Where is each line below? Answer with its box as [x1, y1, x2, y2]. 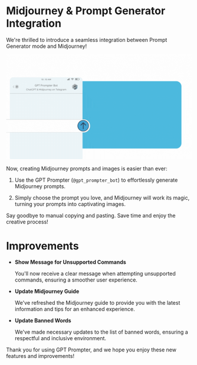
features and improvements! [6, 353, 75, 360]
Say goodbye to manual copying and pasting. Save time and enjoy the [6, 212, 176, 219]
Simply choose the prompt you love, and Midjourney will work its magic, [14, 194, 190, 202]
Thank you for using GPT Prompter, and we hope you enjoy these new [6, 346, 177, 353]
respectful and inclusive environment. [14, 335, 107, 342]
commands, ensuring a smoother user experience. [14, 276, 137, 283]
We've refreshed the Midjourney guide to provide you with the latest [14, 299, 180, 306]
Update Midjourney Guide [14, 288, 80, 295]
